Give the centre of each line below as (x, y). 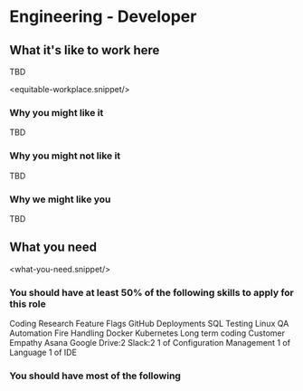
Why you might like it (57, 112)
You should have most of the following (95, 376)
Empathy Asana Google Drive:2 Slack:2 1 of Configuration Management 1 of (150, 343)
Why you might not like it (65, 156)
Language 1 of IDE (43, 352)
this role (28, 303)
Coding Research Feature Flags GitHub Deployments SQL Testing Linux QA (149, 324)
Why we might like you (60, 199)
